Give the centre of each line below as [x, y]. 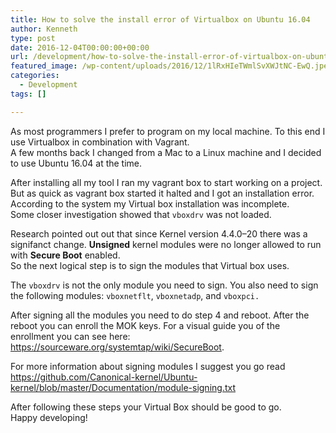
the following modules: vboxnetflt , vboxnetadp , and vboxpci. [135, 295]
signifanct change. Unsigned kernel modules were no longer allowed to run [166, 244]
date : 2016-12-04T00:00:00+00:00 [80, 47]
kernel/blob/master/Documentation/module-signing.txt [123, 387]
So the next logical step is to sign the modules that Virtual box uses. [150, 265]
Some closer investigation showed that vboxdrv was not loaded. [141, 214]
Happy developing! [49, 417]
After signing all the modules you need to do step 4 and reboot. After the [160, 315]
